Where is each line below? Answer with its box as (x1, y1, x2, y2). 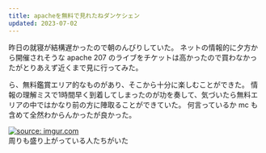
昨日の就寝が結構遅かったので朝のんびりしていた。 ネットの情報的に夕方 (8, 42, 251, 52)
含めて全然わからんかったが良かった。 (8, 110, 136, 119)
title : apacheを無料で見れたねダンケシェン (8, 11, 140, 20)
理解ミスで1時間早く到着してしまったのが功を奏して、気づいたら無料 (22, 89, 251, 99)
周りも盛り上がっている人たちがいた (8, 135, 129, 145)
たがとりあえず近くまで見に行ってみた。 (8, 62, 143, 72)
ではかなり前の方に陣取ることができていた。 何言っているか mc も (36, 100, 259, 110)
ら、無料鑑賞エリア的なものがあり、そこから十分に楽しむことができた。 (8, 80, 249, 89)
